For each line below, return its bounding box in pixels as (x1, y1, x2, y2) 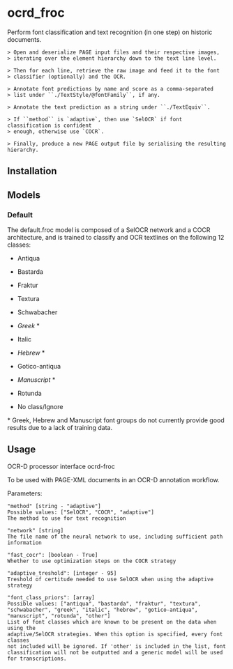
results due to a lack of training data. (7, 424, 113, 432)
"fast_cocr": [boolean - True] (7, 551, 98, 558)
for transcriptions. (7, 655, 68, 662)
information (7, 539, 42, 546)
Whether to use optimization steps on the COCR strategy (7, 557, 176, 564)
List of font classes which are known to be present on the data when (7, 618, 217, 625)
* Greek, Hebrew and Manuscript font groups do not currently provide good (7, 416, 225, 424)
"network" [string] (7, 527, 64, 534)
